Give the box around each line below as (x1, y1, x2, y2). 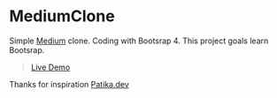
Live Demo (30, 62, 71, 72)
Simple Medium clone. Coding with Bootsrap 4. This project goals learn (9, 35, 269, 46)
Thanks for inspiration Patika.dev (9, 79, 130, 89)
